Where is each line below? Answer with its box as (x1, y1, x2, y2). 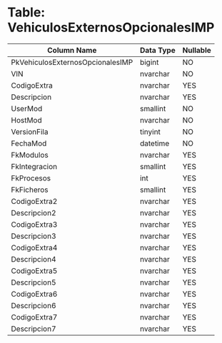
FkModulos (11, 150, 49, 160)
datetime (139, 138, 170, 148)
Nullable (182, 45, 212, 55)
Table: (7, 4, 46, 21)
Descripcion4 (11, 254, 56, 264)
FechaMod (11, 138, 47, 148)
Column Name (47, 45, 97, 55)
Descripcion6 (11, 300, 56, 310)
